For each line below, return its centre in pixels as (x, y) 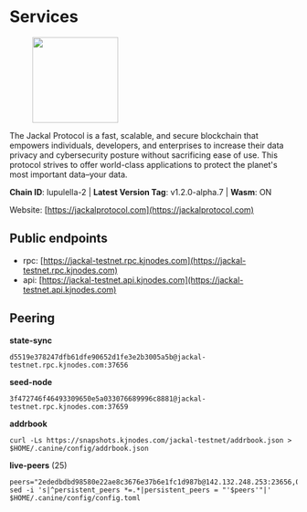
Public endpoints (58, 239)
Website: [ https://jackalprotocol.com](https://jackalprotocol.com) (132, 209)
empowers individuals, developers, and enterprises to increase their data (147, 145)
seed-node (31, 381)
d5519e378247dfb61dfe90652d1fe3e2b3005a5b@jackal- (108, 357)
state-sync (31, 340)
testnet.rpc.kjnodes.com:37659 (69, 407)
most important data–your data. (69, 174)
